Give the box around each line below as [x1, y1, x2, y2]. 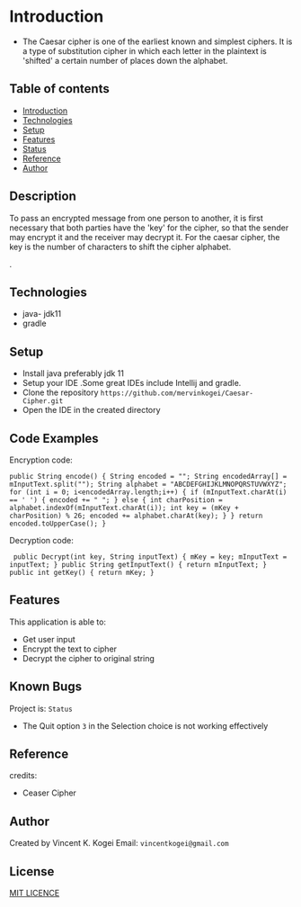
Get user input [22, 633, 76, 644]
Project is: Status [9, 703, 74, 714]
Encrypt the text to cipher [22, 643, 118, 654]
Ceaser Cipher [22, 787, 76, 798]
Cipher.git [22, 397, 64, 406]
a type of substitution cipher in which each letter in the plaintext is [22, 45, 267, 56]
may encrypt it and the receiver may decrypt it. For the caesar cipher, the [9, 231, 280, 242]
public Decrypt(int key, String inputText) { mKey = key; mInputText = [13, 552, 288, 561]
